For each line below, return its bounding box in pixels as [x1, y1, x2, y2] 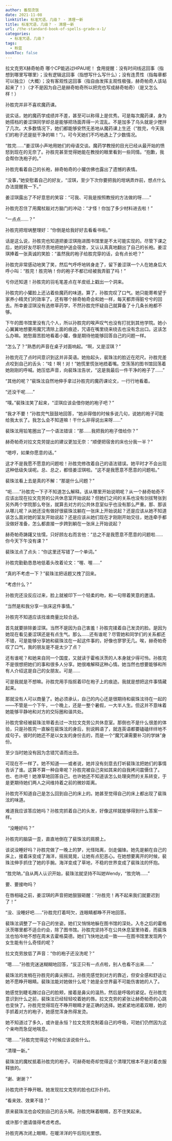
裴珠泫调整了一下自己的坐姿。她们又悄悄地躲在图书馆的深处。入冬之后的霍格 [5, 920, 167, 926]
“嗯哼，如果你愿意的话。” [5, 449, 57, 455]
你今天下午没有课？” [5, 538, 48, 544]
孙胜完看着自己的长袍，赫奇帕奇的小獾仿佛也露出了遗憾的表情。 [5, 166, 140, 172]
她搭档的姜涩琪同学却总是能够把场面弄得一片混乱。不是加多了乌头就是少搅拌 [5, 119, 167, 125]
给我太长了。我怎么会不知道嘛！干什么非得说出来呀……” [5, 416, 123, 423]
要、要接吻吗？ [5, 881, 37, 887]
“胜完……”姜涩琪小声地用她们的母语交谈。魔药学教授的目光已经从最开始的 [5, 142, 160, 148]
